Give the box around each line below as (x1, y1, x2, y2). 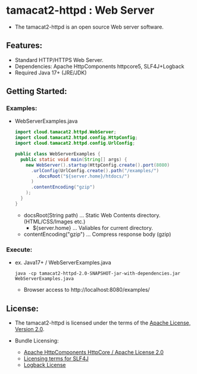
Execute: (6, 245, 33, 254)
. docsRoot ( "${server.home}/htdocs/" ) (36, 173, 130, 179)
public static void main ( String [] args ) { (20, 156, 127, 163)
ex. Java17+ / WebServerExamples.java (14, 259, 111, 266)
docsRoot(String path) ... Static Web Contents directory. (23, 211, 161, 219)
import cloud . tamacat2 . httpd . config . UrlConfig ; (14, 141, 136, 147)
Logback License (23, 361, 66, 368)
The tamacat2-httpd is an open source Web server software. (14, 23, 164, 30)
